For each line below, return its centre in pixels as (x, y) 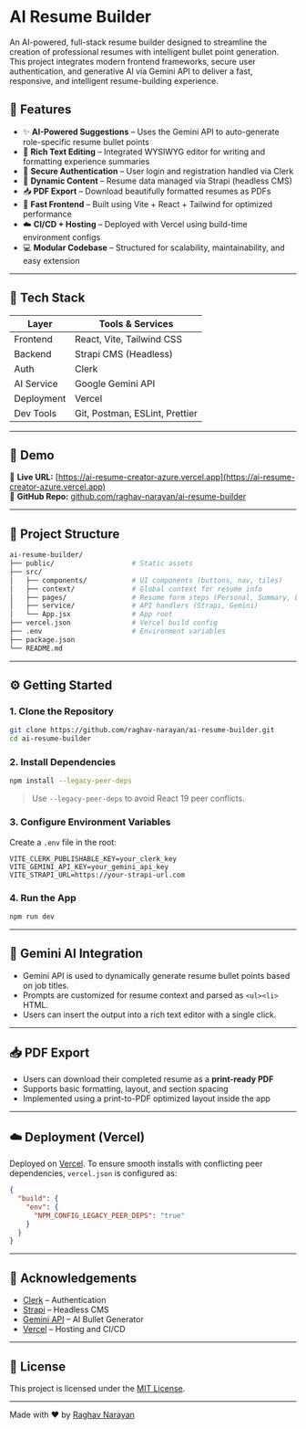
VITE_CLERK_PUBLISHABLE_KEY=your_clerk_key (93, 859)
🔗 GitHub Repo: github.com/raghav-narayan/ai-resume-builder (128, 497)
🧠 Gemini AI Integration (76, 954)
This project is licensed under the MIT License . (97, 1388)
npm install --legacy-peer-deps (71, 781)
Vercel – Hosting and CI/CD (74, 1329)
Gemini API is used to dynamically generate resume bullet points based (156, 975)
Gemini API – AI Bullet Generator (83, 1319)
